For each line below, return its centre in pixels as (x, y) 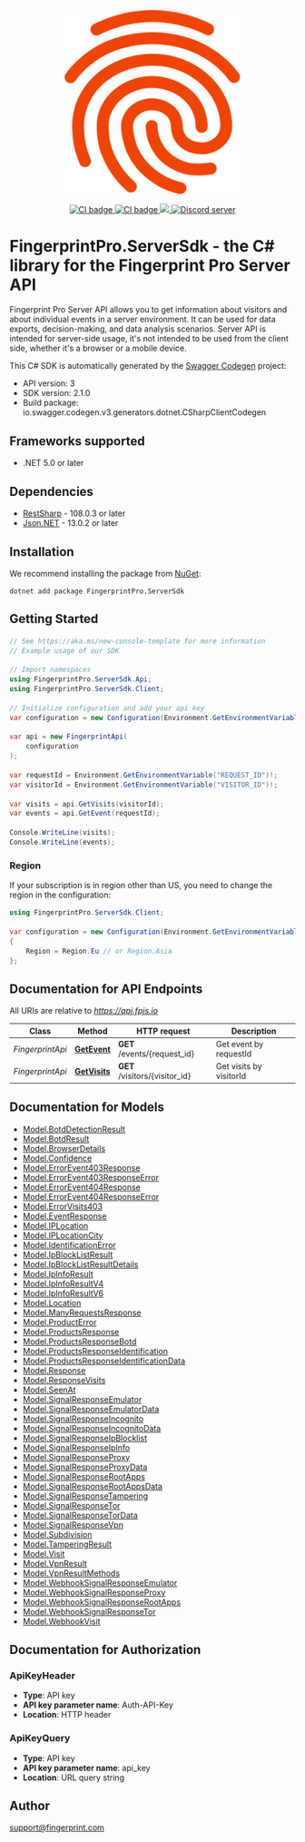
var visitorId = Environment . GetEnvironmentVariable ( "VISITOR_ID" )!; (144, 785)
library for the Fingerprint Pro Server (150, 265)
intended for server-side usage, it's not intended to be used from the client (149, 339)
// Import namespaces (50, 670)
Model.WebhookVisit (61, 1621)
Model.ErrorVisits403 (62, 1206)
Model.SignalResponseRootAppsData (93, 1486)
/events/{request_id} (156, 1054)
